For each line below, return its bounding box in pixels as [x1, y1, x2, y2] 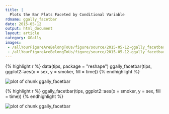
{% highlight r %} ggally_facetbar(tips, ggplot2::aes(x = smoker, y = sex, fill [5, 88, 161, 94]
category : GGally [5, 36, 42, 41]
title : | [5, 7, 24, 13]
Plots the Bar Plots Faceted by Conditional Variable [10, 12, 125, 17]
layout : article [5, 31, 39, 36]
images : [5, 40, 22, 45]
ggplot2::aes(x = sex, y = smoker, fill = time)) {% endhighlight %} [5, 68, 140, 74]
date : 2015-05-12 [5, 21, 42, 27]
